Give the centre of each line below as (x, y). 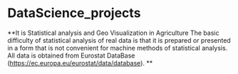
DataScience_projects (74, 13)
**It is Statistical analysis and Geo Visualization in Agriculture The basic (113, 33)
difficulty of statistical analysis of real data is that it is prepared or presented (119, 40)
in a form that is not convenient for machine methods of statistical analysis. (118, 48)
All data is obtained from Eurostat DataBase (71, 55)
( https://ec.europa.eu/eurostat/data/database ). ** (80, 63)
